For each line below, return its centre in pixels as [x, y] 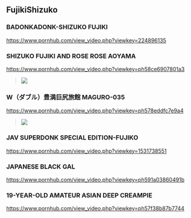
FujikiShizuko [32, 10]
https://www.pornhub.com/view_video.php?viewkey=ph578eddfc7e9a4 [95, 111]
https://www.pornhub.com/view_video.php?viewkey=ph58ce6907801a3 [95, 69]
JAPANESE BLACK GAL [41, 167]
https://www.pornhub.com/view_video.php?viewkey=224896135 [86, 40]
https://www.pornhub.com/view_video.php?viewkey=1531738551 [86, 151]
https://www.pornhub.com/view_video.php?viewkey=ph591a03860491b [95, 179]
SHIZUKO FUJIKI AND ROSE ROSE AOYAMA [71, 56]
